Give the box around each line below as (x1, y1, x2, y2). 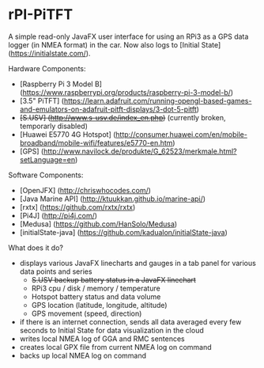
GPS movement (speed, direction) (31, 309, 142, 318)
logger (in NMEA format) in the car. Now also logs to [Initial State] (8, 40, 221, 49)
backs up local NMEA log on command (19, 351, 147, 360)
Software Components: (8, 170, 84, 180)
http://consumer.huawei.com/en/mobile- (115, 129, 247, 139)
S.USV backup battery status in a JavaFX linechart (31, 275, 196, 284)
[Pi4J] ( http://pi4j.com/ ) (19, 211, 97, 220)
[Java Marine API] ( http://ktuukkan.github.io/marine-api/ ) (19, 194, 206, 203)
